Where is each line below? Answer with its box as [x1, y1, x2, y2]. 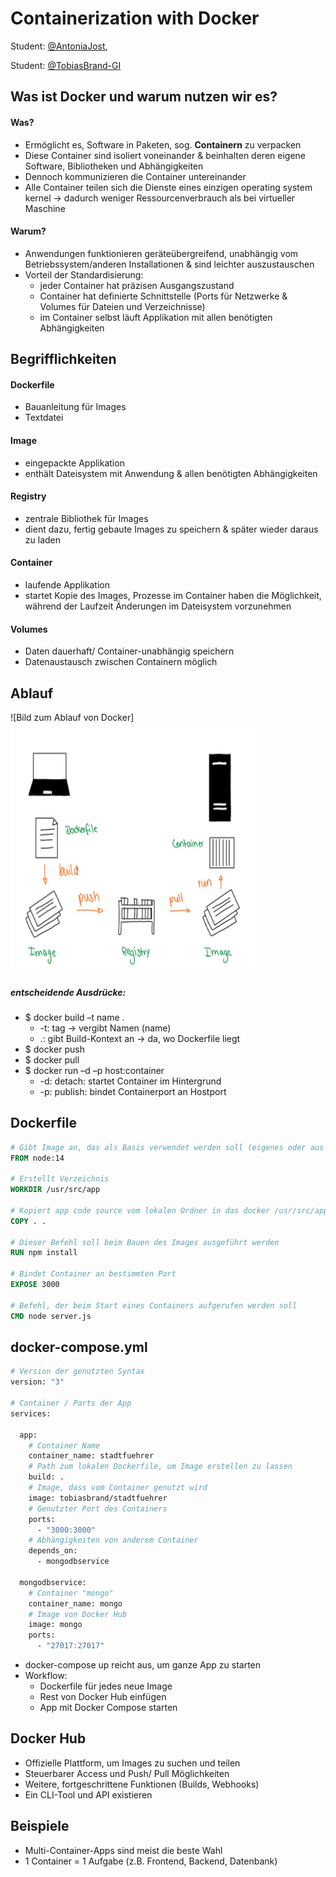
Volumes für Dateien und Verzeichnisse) [39, 300, 206, 312]
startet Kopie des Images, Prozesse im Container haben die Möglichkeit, [24, 589, 322, 601]
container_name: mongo [28, 1598, 123, 1609]
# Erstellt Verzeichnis [10, 1174, 110, 1184]
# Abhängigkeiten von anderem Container [28, 1535, 199, 1546]
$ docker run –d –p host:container [24, 1064, 165, 1076]
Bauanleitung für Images [24, 401, 127, 413]
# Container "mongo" [28, 1588, 114, 1598]
